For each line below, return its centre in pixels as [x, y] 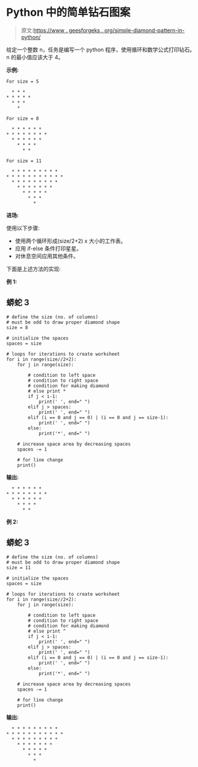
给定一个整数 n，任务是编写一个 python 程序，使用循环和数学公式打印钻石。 [101, 50]
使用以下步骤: [23, 228]
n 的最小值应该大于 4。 [35, 57]
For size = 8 [23, 119]
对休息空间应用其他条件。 [47, 256]
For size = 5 [23, 81]
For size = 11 [24, 161]
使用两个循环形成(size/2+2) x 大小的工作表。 [70, 241]
